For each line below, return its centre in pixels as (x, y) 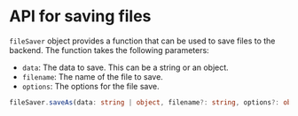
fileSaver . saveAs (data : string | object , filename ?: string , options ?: (144, 102)
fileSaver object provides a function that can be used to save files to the (142, 41)
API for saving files (80, 16)
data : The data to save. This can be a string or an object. (125, 67)
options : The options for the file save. (90, 86)
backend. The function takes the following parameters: (110, 50)
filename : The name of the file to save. (93, 76)
